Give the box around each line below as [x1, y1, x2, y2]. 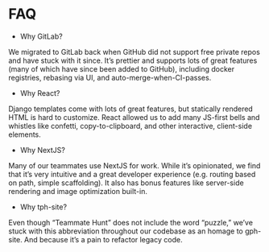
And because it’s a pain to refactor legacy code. [23, 234, 183, 244]
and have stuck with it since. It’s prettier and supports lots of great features [8, 56, 258, 65]
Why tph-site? [19, 202, 67, 212]
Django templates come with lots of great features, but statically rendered [8, 104, 254, 114]
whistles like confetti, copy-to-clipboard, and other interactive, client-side [8, 121, 252, 130]
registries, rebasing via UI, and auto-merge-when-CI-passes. [8, 72, 212, 82]
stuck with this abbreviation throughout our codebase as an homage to [8, 226, 243, 236]
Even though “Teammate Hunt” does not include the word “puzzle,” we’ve [8, 217, 254, 227]
